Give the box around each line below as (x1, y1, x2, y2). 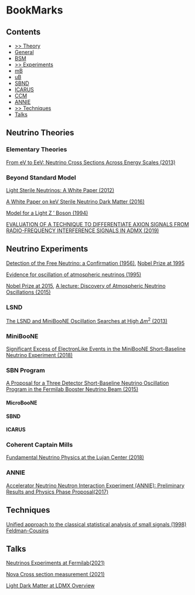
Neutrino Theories (6, 128, 74, 138)
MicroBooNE (6, 399, 37, 406)
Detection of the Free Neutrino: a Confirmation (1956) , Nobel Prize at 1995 (6, 259, 185, 267)
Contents (6, 27, 41, 37)
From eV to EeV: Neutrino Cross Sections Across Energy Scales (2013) (6, 159, 176, 166)
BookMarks (6, 4, 63, 17)
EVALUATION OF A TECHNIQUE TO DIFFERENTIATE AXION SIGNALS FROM (6, 220, 189, 227)
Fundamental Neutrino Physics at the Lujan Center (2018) (6, 454, 145, 461)
